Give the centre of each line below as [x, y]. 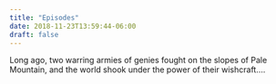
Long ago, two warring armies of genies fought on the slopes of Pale [138, 61]
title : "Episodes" [44, 18]
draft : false [34, 34]
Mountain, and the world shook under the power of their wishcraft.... [138, 70]
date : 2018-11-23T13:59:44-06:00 [73, 26]
